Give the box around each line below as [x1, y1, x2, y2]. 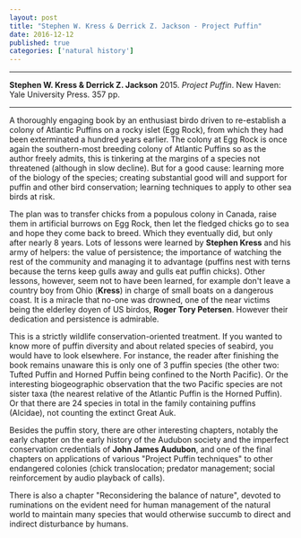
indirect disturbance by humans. [9, 518, 129, 530]
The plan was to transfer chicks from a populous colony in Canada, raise [9, 208, 278, 220]
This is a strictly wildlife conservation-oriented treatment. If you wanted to [9, 331, 283, 342]
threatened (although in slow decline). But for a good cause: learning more [9, 163, 285, 173]
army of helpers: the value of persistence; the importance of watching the [9, 247, 282, 258]
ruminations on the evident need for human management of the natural [9, 499, 271, 510]
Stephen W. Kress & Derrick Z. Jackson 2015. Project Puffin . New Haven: [9, 80, 281, 91]
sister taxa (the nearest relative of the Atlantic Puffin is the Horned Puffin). [9, 388, 282, 400]
